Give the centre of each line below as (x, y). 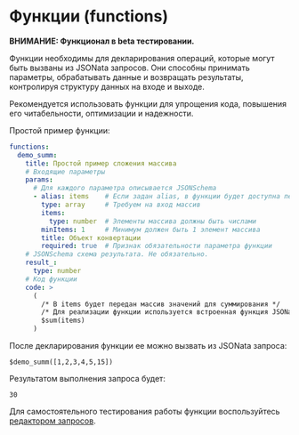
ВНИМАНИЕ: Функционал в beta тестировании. (102, 41)
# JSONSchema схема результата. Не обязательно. (117, 254)
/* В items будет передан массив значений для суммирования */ (161, 304)
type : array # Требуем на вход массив (121, 205)
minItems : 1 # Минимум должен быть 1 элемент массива (151, 230)
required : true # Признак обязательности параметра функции (157, 246)
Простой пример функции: (60, 130)
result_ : (41, 263)
